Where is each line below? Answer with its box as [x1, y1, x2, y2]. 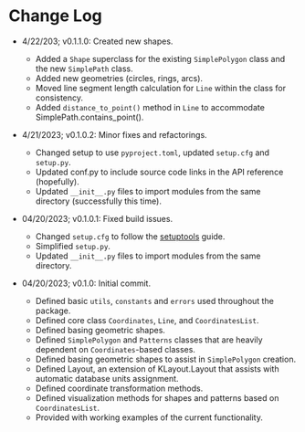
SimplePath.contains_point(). [35, 111, 144, 122]
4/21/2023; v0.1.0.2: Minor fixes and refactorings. [21, 129, 207, 140]
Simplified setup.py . [35, 240, 111, 251]
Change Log [8, 5, 102, 26]
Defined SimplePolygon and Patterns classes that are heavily [35, 334, 263, 345]
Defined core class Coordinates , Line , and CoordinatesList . [35, 314, 259, 325]
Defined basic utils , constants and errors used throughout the [35, 295, 275, 306]
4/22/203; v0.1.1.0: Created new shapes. [21, 36, 174, 47]
